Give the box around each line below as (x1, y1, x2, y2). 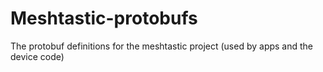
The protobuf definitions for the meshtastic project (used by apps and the (10, 40, 314, 52)
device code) (10, 50, 65, 62)
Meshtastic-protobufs (10, 7, 198, 30)
